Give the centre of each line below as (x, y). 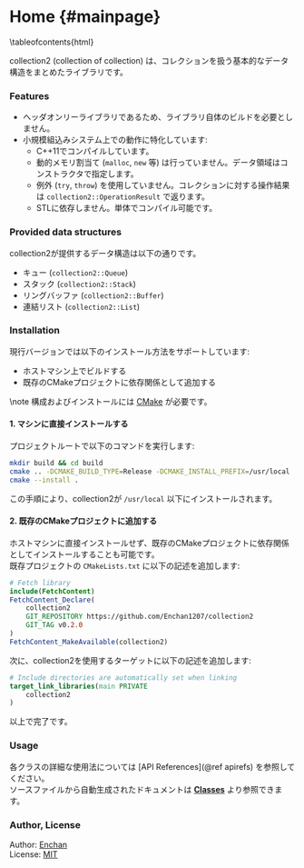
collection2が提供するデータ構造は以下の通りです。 (105, 253)
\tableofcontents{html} (52, 42)
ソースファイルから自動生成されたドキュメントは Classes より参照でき (142, 789)
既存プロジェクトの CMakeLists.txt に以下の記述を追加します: (125, 565)
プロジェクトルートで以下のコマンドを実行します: (102, 446)
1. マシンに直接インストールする (69, 424)
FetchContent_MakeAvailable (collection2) (89, 642)
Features (29, 95)
